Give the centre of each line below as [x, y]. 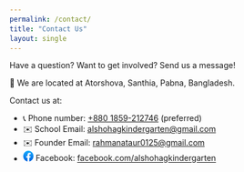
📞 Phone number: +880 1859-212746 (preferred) [112, 118]
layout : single [38, 38]
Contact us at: [36, 101]
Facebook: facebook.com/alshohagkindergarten [126, 158]
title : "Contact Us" [49, 29]
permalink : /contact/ [51, 19]
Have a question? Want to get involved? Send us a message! [122, 66]
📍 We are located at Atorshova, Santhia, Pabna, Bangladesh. [122, 83]
